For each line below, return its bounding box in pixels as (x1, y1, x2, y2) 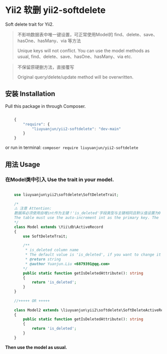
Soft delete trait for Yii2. (5, 21, 54, 27)
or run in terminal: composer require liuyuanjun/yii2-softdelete (5, 144, 139, 150)
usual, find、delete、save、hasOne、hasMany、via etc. (17, 53, 133, 60)
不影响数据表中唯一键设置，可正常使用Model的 (17, 31, 113, 37)
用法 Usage (5, 160, 41, 169)
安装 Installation (5, 90, 56, 98)
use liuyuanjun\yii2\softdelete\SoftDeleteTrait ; (14, 192, 119, 197)
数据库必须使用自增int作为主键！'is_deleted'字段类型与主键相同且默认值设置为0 (14, 211, 161, 216)
